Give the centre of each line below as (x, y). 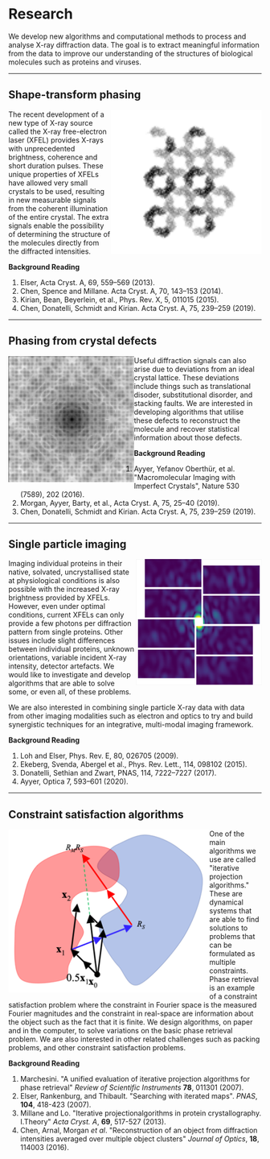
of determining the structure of (59, 234)
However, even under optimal (57, 606)
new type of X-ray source (51, 122)
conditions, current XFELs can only (66, 615)
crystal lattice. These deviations (186, 377)
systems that (231, 911)
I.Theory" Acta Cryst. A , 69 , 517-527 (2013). (93, 1122)
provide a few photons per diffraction (70, 623)
